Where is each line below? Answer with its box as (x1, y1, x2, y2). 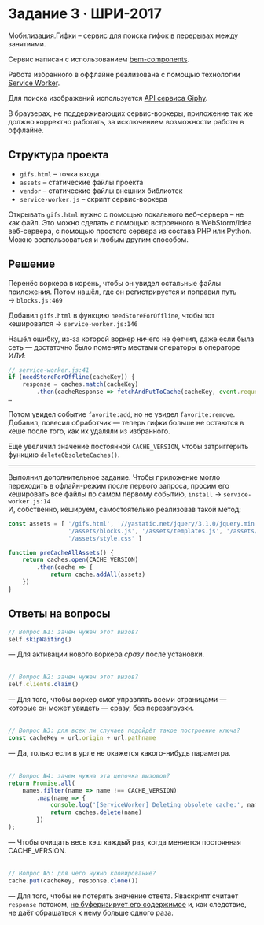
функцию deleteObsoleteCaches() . (8, 450, 120, 459)
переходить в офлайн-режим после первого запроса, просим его (8, 481, 230, 490)
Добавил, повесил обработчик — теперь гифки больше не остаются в (8, 418, 244, 427)
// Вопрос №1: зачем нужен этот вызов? (8, 628, 139, 636)
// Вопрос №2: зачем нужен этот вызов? (8, 673, 139, 682)
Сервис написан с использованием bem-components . (8, 54, 190, 64)
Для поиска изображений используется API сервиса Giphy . (8, 93, 208, 102)
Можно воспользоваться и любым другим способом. (8, 234, 189, 244)
